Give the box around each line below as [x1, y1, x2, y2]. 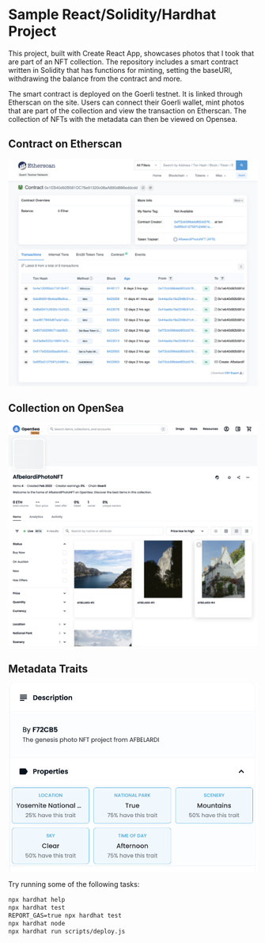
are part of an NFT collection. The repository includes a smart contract [8, 57, 239, 67]
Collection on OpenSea [8, 401, 124, 415]
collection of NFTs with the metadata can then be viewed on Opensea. [8, 114, 238, 124]
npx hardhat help [8, 895, 66, 903]
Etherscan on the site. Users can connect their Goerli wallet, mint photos [8, 97, 245, 107]
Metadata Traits [8, 662, 89, 675]
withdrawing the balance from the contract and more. [8, 74, 183, 83]
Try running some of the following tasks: [8, 879, 140, 888]
